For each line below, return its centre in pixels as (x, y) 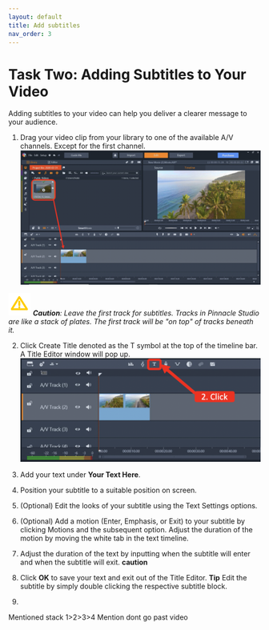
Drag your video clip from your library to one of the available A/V (126, 138)
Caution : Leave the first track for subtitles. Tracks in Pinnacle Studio (146, 313)
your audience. (33, 122)
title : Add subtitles (44, 25)
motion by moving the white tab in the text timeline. (104, 538)
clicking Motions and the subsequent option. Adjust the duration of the (137, 529)
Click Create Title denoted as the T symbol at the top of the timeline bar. (139, 345)
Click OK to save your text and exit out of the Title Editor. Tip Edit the (133, 577)
